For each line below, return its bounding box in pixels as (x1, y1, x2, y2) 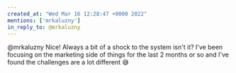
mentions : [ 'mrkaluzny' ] (7, 17, 81, 24)
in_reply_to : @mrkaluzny (7, 23, 81, 30)
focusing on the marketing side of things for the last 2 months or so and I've (7, 50, 229, 59)
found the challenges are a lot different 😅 (7, 58, 129, 67)
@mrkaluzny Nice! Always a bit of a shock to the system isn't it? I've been (7, 43, 223, 52)
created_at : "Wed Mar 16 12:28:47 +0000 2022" (7, 10, 147, 18)
